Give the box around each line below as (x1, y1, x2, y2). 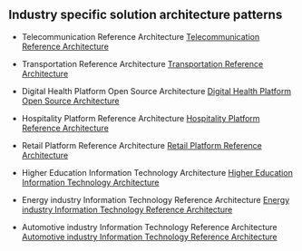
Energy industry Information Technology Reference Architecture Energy (21, 194, 290, 205)
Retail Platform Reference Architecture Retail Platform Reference (21, 140, 262, 150)
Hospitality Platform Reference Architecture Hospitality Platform (21, 112, 260, 123)
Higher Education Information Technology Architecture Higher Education (21, 167, 294, 178)
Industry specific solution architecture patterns (8, 7, 283, 23)
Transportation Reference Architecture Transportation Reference (21, 58, 264, 69)
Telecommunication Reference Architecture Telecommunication (21, 31, 260, 42)
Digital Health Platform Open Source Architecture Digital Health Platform (21, 85, 292, 96)
